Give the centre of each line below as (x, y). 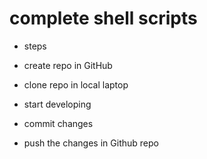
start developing (57, 104)
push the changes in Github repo (91, 143)
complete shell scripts (103, 18)
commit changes (58, 123)
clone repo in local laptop (76, 84)
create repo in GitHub (68, 65)
